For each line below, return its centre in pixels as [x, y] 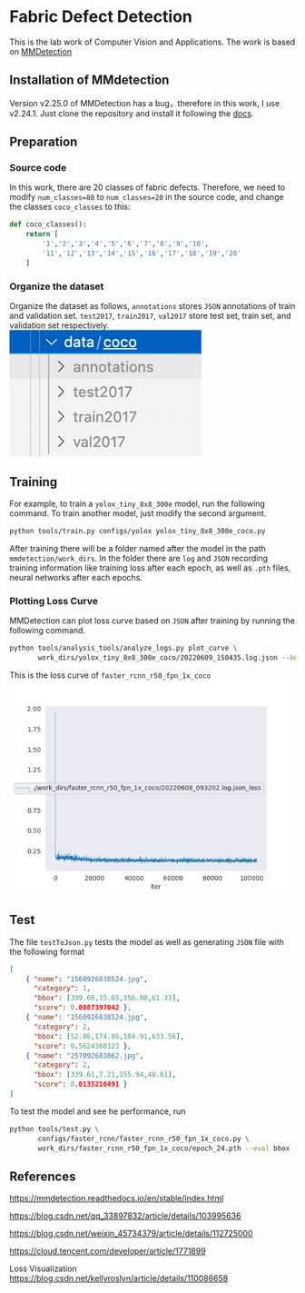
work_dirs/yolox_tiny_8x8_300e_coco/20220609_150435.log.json [158, 657]
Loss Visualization [43, 1268]
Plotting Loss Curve [54, 601]
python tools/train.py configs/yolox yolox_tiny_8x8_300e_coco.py [138, 531]
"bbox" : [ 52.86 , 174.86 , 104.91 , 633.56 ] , [108, 1036]
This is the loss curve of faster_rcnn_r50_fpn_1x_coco [110, 675]
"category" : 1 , [62, 989]
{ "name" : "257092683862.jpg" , [85, 1056]
